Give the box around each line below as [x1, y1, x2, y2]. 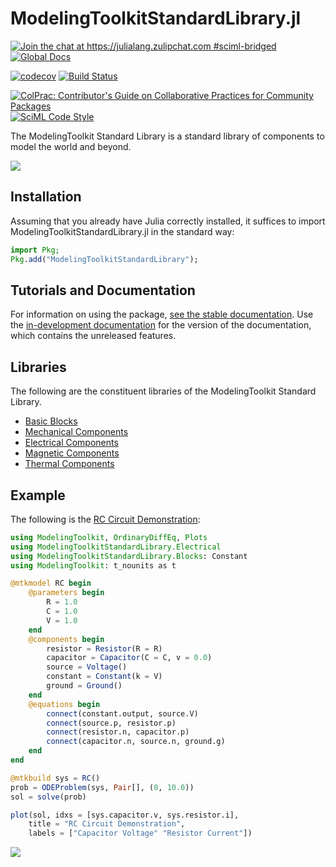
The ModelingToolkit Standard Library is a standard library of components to [10, 130, 325, 142]
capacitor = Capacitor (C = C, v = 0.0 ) [46, 653, 213, 663]
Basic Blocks [24, 415, 78, 427]
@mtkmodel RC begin [10, 578, 92, 589]
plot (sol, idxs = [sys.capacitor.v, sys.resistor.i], [10, 810, 240, 820]
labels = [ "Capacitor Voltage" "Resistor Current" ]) [28, 828, 253, 839]
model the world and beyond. [10, 140, 132, 152]
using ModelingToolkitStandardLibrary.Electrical [10, 542, 222, 552]
